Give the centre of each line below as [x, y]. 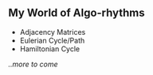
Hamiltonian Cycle [50, 49]
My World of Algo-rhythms [76, 13]
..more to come [33, 64]
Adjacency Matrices [53, 32]
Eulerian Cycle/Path [52, 40]
